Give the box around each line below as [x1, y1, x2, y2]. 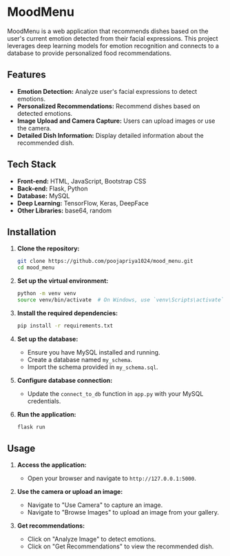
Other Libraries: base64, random [17, 206, 112, 215]
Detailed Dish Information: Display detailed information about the [17, 131, 205, 139]
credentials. [27, 397, 61, 405]
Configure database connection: [17, 376, 113, 384]
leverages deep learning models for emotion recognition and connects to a [7, 41, 219, 50]
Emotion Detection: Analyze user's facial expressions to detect [17, 87, 198, 95]
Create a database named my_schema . [27, 355, 132, 364]
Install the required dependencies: [17, 308, 118, 317]
